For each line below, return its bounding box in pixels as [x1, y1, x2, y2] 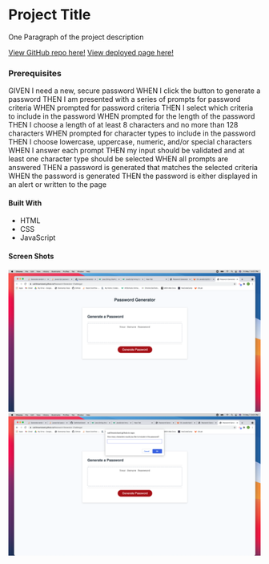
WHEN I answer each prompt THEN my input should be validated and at [8, 146, 245, 156]
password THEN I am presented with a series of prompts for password [8, 95, 241, 104]
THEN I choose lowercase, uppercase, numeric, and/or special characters [8, 137, 252, 147]
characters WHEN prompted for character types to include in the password [8, 128, 256, 138]
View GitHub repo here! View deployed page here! [8, 47, 175, 57]
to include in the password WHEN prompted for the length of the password [8, 112, 255, 121]
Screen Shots [8, 251, 54, 262]
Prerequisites [8, 67, 62, 79]
